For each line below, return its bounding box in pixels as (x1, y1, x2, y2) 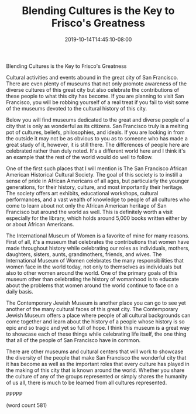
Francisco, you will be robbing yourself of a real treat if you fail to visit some (6, 98, 189, 106)
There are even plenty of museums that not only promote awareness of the (6, 80, 187, 87)
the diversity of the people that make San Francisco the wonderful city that (6, 354, 187, 361)
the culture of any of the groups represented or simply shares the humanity (6, 372, 188, 379)
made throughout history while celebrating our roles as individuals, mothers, (6, 244, 190, 251)
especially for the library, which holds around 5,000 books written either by (6, 215, 187, 222)
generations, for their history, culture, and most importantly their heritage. (6, 183, 184, 191)
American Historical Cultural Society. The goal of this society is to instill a (6, 171, 183, 178)
